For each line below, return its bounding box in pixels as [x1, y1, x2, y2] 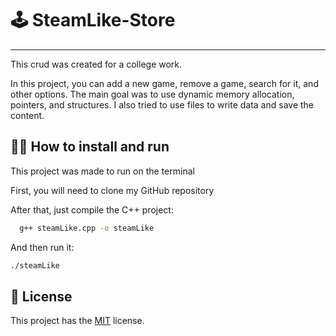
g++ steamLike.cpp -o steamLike [19, 223, 155, 233]
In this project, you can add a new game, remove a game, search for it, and [10, 77, 319, 89]
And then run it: [10, 241, 75, 253]
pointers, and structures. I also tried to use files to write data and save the [10, 98, 315, 111]
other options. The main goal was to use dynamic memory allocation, [10, 88, 295, 100]
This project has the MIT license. [10, 315, 145, 327]
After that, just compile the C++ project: [10, 203, 174, 216]
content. [10, 109, 45, 121]
